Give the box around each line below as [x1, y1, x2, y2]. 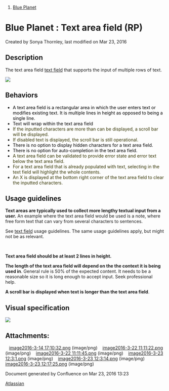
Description [5, 53, 43, 62]
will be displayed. [12, 131, 49, 137]
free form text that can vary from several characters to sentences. [5, 219, 143, 225]
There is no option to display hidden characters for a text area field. [12, 142, 153, 148]
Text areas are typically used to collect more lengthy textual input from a [5, 207, 161, 214]
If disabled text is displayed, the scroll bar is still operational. [12, 137, 139, 143]
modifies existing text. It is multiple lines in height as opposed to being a [12, 110, 163, 116]
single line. [12, 115, 35, 121]
